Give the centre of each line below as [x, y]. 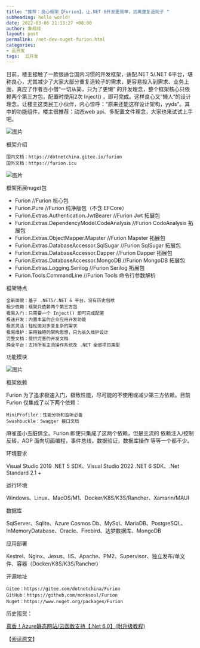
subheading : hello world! [38, 17]
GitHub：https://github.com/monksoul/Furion [62, 595]
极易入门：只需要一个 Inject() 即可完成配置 [55, 313]
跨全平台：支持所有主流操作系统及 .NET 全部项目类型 [63, 345]
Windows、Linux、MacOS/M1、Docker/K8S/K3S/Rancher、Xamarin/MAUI [98, 498]
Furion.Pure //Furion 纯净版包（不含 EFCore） [71, 208]
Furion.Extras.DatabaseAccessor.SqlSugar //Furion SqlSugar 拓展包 [98, 245]
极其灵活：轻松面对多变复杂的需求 [42, 326]
